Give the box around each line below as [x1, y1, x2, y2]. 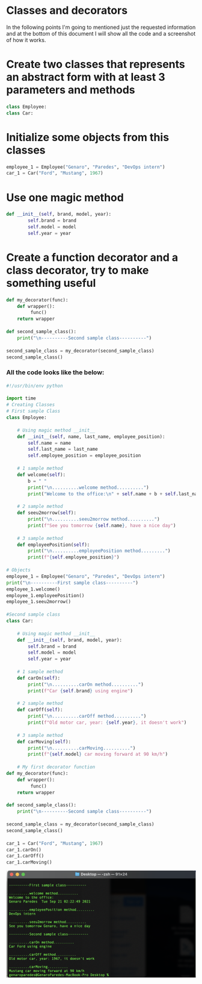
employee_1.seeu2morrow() [6, 599, 71, 605]
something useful [6, 276, 96, 290]
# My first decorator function [17, 764, 96, 770]
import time [6, 395, 36, 401]
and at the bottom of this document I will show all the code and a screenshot [6, 30, 196, 37]
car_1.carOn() [6, 847, 42, 853]
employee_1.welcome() [6, 586, 61, 592]
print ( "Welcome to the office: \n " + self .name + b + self [28, 490, 176, 497]
